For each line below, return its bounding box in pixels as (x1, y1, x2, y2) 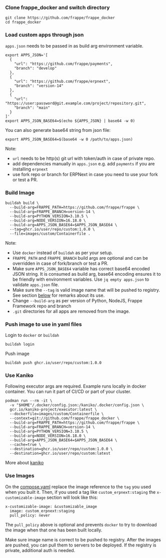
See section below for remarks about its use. (12, 292, 105, 298)
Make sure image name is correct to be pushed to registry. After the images (5, 536, 161, 542)
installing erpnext (12, 166, 48, 172)
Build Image (5, 189, 35, 196)
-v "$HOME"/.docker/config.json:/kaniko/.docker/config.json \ (9, 403, 144, 408)
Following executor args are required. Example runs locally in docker (5, 383, 146, 390)
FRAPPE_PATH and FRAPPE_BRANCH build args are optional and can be (12, 255, 148, 261)
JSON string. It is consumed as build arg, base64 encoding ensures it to (12, 271, 161, 277)
